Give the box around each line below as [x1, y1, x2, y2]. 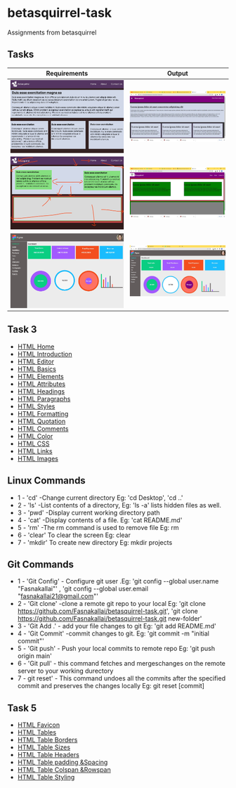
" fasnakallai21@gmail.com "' [17, 592, 98, 600]
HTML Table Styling [17, 773, 75, 782]
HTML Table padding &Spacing [17, 758, 108, 767]
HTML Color [17, 432, 53, 440]
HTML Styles [17, 402, 55, 411]
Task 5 [7, 702, 37, 714]
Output [167, 69, 188, 78]
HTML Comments [17, 424, 69, 433]
